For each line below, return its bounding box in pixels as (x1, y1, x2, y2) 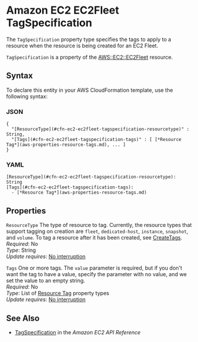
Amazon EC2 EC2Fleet (6, 4, 120, 17)
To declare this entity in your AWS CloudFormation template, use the (6, 87, 173, 94)
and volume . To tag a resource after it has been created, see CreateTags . (6, 234, 183, 241)
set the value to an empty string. (6, 277, 85, 285)
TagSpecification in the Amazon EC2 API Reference (14, 328, 141, 335)
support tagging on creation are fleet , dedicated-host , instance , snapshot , (6, 228, 189, 235)
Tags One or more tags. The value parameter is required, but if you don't (6, 264, 183, 271)
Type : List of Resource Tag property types (6, 290, 110, 297)
